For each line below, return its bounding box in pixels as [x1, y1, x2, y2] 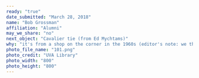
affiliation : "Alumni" [6, 25, 62, 31]
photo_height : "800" [6, 63, 57, 69]
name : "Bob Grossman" [6, 19, 60, 25]
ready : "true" [6, 8, 41, 15]
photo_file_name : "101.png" [6, 47, 76, 53]
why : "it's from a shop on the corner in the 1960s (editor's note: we [6, 42, 187, 48]
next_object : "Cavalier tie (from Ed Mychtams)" [6, 36, 129, 42]
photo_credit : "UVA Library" [6, 52, 78, 58]
